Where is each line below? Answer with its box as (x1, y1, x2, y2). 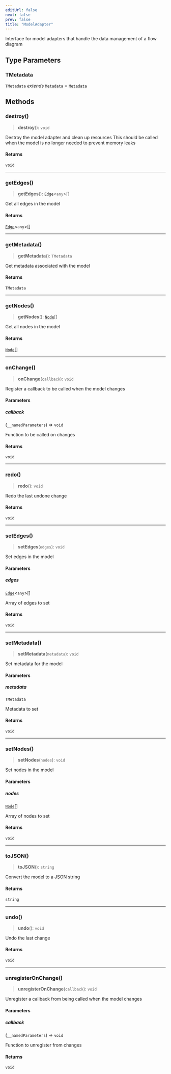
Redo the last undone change (5, 492, 67, 499)
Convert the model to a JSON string (5, 874, 80, 880)
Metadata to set (5, 705, 39, 712)
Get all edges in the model (5, 201, 60, 207)
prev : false (5, 17, 31, 22)
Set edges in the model (5, 554, 54, 560)
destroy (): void (17, 124, 50, 130)
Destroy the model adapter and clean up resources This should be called (5, 134, 158, 140)
